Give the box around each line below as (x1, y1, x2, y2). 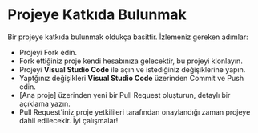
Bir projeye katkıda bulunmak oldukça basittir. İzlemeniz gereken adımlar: (7, 32, 249, 42)
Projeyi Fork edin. (18, 47, 78, 57)
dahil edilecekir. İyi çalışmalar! (18, 115, 119, 125)
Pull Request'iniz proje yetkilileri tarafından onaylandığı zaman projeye (18, 107, 251, 117)
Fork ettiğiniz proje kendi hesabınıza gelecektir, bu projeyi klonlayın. (18, 56, 244, 66)
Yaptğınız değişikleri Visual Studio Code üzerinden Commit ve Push (18, 73, 244, 83)
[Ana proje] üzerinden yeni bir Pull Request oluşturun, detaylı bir (18, 90, 231, 99)
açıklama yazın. (18, 99, 71, 108)
